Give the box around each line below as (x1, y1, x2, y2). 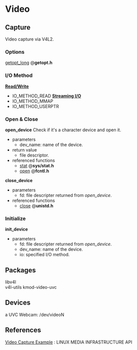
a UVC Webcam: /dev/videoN (5, 311, 65, 317)
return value (12, 147, 37, 153)
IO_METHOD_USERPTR (12, 103, 59, 109)
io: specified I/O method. (19, 252, 70, 258)
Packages (5, 266, 36, 274)
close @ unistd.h (19, 202, 54, 208)
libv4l (5, 279, 16, 285)
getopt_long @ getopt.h (5, 60, 53, 66)
